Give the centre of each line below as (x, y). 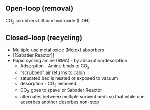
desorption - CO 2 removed (48, 84)
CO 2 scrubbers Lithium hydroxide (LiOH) (48, 21)
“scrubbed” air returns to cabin (53, 72)
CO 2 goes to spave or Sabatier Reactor (61, 91)
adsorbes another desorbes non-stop (59, 102)
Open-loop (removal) (39, 8)
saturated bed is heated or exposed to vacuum (69, 78)
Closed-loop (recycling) (44, 38)
